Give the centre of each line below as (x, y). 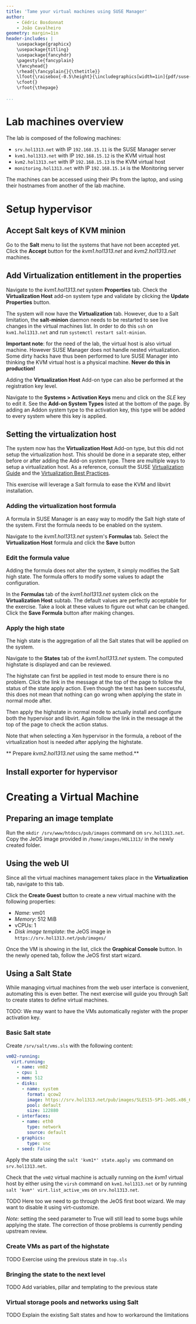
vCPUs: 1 (25, 925)
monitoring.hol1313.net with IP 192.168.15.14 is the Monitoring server (99, 168)
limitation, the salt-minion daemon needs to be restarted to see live (87, 320)
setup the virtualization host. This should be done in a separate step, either (96, 455)
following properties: (31, 901)
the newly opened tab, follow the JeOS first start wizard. (74, 955)
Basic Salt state (29, 1033)
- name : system (40, 1089)
